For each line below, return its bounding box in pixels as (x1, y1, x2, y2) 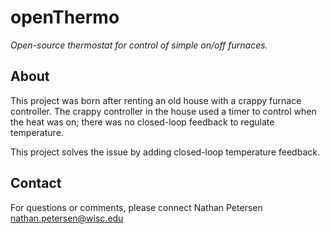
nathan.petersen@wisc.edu (10, 212, 124, 224)
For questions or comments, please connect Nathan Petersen (10, 201, 263, 213)
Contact (10, 175, 62, 192)
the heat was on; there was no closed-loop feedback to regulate (10, 116, 275, 128)
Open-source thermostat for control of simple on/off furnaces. (10, 39, 268, 51)
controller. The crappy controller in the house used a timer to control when (10, 105, 317, 117)
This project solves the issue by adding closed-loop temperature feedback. (10, 146, 320, 158)
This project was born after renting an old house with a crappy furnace (10, 94, 302, 106)
